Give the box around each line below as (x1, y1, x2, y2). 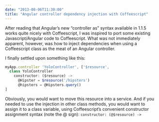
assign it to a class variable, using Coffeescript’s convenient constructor (5, 106, 149, 112)
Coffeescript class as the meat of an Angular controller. (5, 46, 115, 52)
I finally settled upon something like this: (5, 55, 86, 61)
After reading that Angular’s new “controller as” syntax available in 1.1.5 (5, 25, 146, 31)
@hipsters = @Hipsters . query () (17, 83, 81, 87)
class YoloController (9, 69, 53, 74)
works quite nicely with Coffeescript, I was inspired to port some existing (5, 30, 151, 36)
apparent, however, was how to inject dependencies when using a (5, 40, 137, 46)
